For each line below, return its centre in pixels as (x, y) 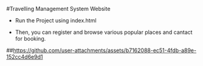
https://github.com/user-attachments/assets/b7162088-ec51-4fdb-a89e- (105, 50)
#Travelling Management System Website (58, 9)
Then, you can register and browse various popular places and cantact (104, 32)
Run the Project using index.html (56, 20)
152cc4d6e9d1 (25, 57)
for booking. (30, 38)
